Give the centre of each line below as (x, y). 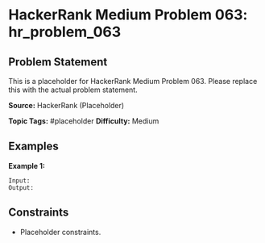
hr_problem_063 (65, 32)
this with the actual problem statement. (73, 90)
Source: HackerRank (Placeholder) (66, 105)
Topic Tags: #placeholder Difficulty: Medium (84, 121)
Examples (33, 147)
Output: (21, 187)
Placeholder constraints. (60, 232)
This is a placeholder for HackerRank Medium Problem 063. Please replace (133, 81)
